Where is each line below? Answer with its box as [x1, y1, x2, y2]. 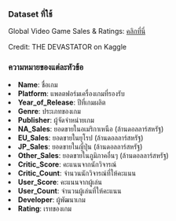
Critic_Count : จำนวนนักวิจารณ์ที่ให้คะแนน [18, 168, 136, 178]
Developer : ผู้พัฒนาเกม [18, 194, 86, 204]
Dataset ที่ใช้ [8, 9, 53, 20]
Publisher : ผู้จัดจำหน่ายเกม [18, 115, 94, 124]
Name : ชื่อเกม [18, 79, 58, 89]
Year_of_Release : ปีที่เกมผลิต [18, 98, 106, 107]
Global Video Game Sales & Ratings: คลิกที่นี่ [8, 27, 146, 36]
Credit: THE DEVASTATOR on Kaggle [8, 42, 127, 52]
